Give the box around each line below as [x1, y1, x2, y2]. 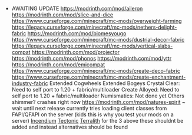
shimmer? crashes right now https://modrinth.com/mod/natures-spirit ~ [11, 99, 186, 105]
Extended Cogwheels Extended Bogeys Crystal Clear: [49, 80, 180, 87]
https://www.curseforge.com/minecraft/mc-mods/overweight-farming [11, 18, 182, 24]
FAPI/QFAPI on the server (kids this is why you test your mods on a [11, 111, 174, 118]
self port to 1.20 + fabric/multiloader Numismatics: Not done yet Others [11, 92, 184, 99]
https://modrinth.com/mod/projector [31, 49, 120, 55]
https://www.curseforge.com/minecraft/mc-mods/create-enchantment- [11, 73, 186, 80]
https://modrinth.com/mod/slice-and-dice [11, 11, 114, 18]
